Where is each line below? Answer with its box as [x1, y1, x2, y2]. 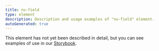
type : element [5, 12, 35, 17]
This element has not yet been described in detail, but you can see [5, 35, 144, 41]
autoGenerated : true [5, 21, 49, 26]
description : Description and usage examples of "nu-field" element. [5, 16, 155, 21]
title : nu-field [5, 7, 39, 12]
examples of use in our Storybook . [5, 40, 77, 46]
